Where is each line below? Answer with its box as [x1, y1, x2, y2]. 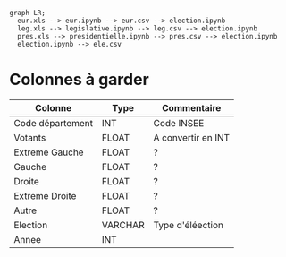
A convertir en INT [153, 131, 231, 143]
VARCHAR [101, 218, 145, 231]
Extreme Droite [13, 189, 77, 201]
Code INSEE [153, 116, 205, 129]
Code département [13, 116, 94, 129]
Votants [13, 131, 46, 143]
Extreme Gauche [13, 146, 84, 158]
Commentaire [162, 101, 222, 114]
